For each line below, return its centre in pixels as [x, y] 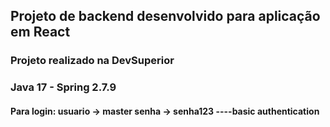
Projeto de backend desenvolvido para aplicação [165, 16]
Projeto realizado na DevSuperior [92, 61]
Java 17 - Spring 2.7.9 [63, 87]
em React [40, 32]
